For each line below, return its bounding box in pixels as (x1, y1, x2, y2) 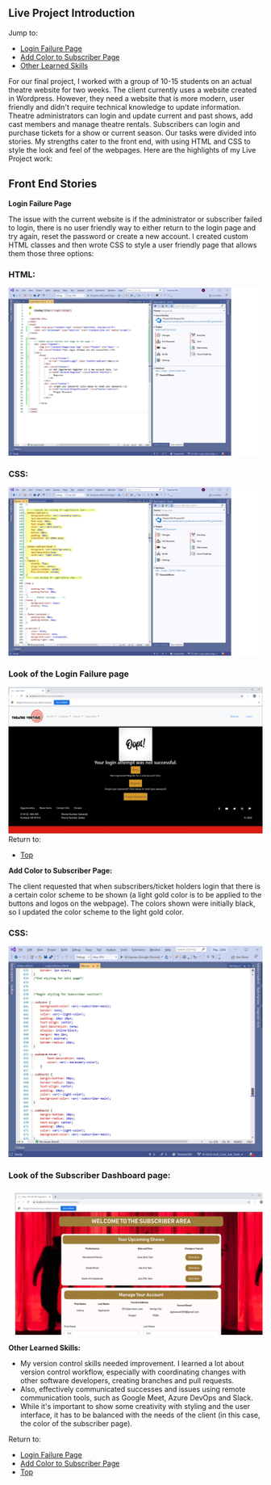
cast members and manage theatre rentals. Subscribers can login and (8, 119, 240, 128)
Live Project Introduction (8, 6, 135, 20)
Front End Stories (8, 177, 98, 191)
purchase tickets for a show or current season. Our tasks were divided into (8, 128, 256, 137)
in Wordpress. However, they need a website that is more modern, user (8, 93, 244, 103)
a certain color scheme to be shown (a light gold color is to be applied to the (8, 890, 262, 899)
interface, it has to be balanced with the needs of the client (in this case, (19, 1410, 261, 1420)
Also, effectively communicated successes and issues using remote (19, 1384, 246, 1394)
